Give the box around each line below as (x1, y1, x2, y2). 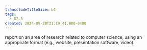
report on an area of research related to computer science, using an (5, 34, 142, 40)
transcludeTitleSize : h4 (5, 7, 56, 12)
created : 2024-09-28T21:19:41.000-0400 (5, 21, 87, 26)
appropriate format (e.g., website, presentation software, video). (5, 40, 135, 46)
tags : (5, 12, 16, 17)
